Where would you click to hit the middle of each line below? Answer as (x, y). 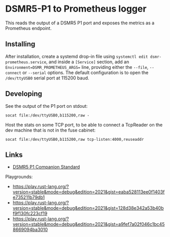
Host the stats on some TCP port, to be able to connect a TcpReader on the (84, 125)
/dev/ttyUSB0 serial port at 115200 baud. (47, 78)
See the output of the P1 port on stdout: (46, 106)
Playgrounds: (19, 177)
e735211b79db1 (28, 197)
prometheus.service (26, 62)
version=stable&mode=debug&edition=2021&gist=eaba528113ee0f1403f (89, 192)
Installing (20, 44)
